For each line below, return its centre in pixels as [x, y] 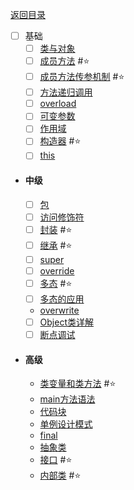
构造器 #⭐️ [60, 141]
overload [58, 104]
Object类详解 [66, 322]
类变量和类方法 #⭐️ [78, 384]
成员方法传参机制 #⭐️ [82, 77]
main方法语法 [67, 399]
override [57, 270]
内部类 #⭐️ [60, 475]
